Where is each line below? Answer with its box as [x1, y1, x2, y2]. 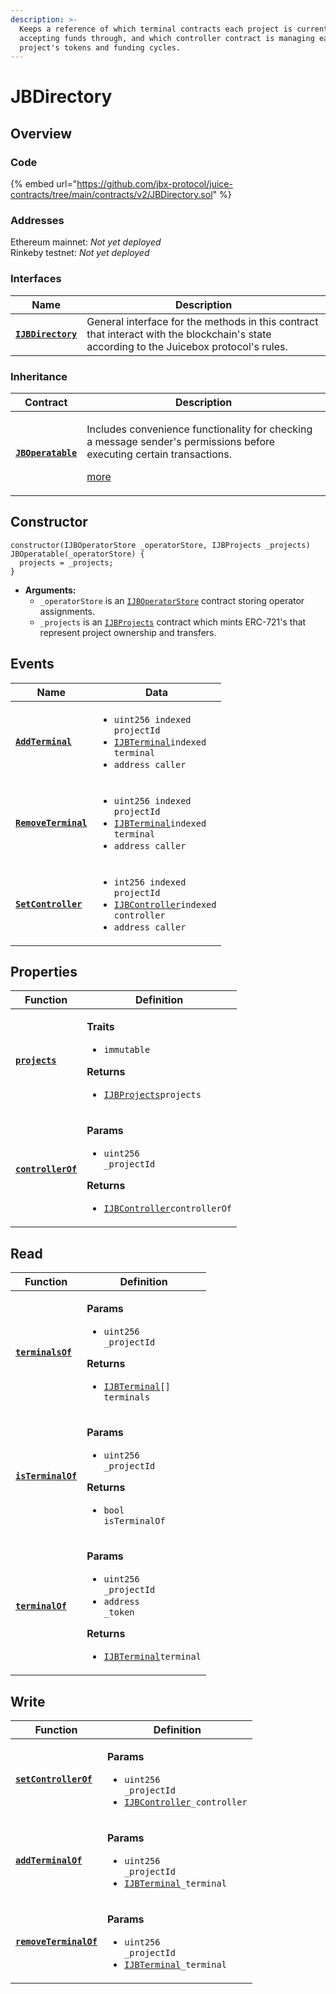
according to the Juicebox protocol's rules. [86, 339, 288, 353]
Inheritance [10, 369, 68, 383]
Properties [10, 964, 78, 981]
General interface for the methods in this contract [86, 314, 319, 328]
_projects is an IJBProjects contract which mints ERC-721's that [39, 616, 307, 628]
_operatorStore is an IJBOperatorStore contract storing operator [39, 594, 305, 606]
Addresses [10, 214, 65, 228]
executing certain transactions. [86, 447, 232, 461]
